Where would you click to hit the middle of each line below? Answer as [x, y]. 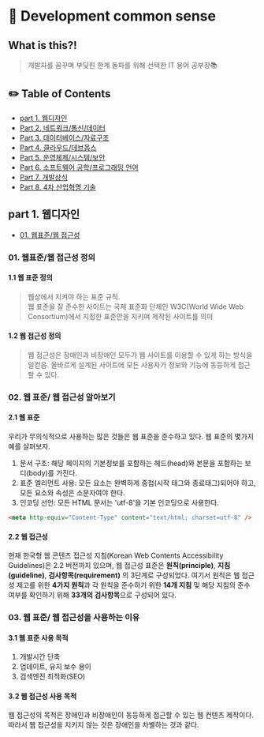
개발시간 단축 [40, 657]
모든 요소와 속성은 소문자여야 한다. [72, 493]
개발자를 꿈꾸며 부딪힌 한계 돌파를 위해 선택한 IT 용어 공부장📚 [123, 65]
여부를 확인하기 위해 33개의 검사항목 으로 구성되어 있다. [93, 595]
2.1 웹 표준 [24, 417]
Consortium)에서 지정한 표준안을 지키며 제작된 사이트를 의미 [120, 316]
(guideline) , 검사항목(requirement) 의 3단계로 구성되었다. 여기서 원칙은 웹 [124, 575]
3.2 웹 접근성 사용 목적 [43, 696]
